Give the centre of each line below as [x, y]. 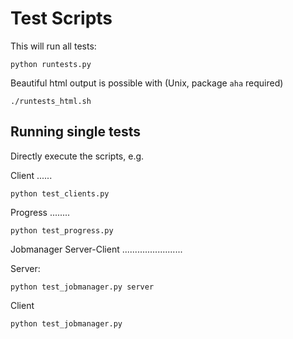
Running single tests [76, 132]
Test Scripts [61, 18]
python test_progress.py [62, 230]
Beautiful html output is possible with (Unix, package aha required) [147, 83]
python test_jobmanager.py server [82, 287]
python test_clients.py [60, 193]
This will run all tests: [53, 46]
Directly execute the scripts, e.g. [77, 156]
